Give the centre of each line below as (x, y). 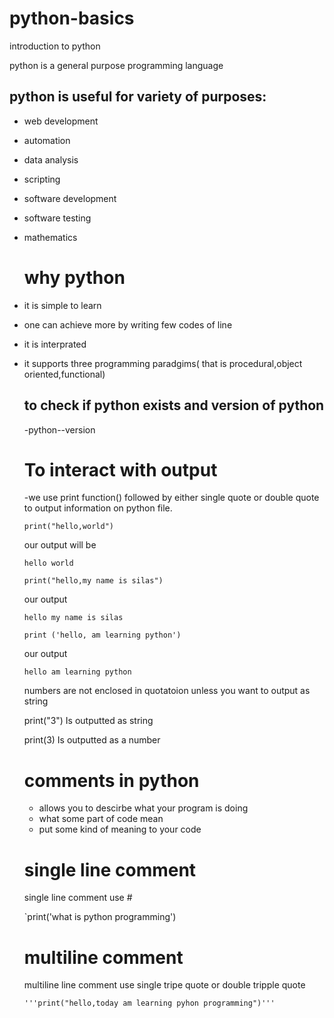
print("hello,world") (68, 527)
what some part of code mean (101, 819)
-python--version (59, 429)
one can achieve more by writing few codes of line (128, 324)
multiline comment (103, 957)
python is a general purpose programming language (116, 65)
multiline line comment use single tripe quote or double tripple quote (164, 985)
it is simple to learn (62, 305)
